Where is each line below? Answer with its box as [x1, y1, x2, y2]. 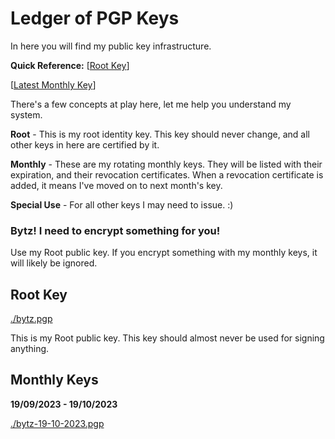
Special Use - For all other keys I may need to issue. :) [10, 198, 234, 211]
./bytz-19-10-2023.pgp [10, 417, 105, 429]
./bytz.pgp [10, 313, 53, 325]
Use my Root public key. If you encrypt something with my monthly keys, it [10, 247, 318, 259]
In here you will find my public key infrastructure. [10, 40, 212, 52]
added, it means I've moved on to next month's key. [10, 179, 223, 191]
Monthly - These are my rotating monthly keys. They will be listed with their [10, 158, 323, 170]
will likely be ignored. [10, 257, 98, 269]
